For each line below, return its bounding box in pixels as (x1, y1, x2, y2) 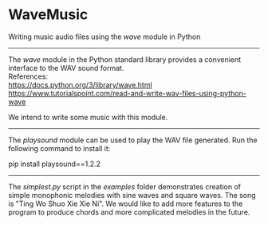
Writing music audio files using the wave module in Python (8, 32, 201, 41)
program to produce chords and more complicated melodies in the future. (8, 207, 250, 216)
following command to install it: (8, 143, 111, 153)
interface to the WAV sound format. (8, 63, 124, 72)
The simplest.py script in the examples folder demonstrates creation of (8, 181, 242, 192)
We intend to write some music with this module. (8, 112, 168, 122)
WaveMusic (8, 6, 89, 24)
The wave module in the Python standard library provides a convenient (8, 54, 242, 64)
